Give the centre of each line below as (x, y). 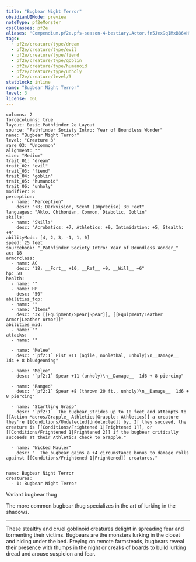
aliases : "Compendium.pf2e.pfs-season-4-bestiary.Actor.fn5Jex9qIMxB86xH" (99, 33)
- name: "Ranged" (32, 386)
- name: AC (24, 263)
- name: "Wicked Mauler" (41, 448)
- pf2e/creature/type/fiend (45, 55)
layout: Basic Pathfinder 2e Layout (50, 125)
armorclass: (20, 258)
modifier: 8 (20, 191)
